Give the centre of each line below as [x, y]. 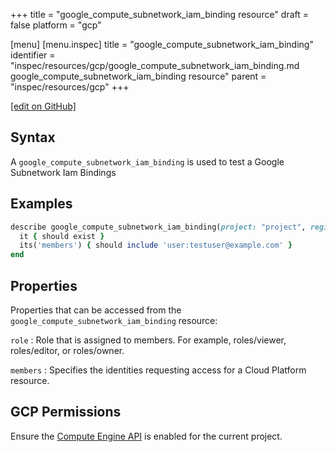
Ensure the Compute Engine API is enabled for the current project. [146, 436]
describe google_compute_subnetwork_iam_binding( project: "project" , [158, 227]
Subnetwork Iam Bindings [63, 172]
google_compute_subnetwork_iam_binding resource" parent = [138, 76]
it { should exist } [62, 236]
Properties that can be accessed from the [96, 310]
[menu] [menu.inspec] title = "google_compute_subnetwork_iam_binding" [162, 44]
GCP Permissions [66, 412]
